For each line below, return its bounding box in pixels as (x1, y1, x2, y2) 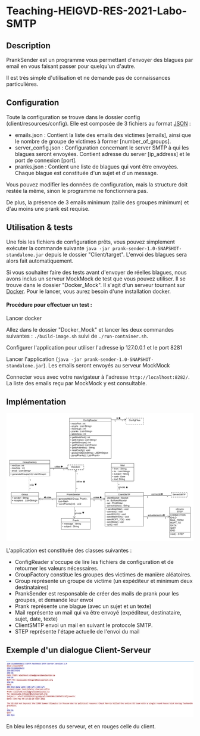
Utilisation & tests (6, 222, 73, 233)
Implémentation (6, 397, 67, 407)
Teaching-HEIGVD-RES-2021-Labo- (6, 4, 187, 18)
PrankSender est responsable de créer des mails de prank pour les (14, 590, 179, 597)
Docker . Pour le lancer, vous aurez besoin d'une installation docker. (6, 288, 171, 295)
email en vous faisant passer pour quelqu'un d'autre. (6, 63, 136, 70)
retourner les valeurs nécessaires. (14, 565, 99, 572)
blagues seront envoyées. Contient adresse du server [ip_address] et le (14, 150, 190, 157)
